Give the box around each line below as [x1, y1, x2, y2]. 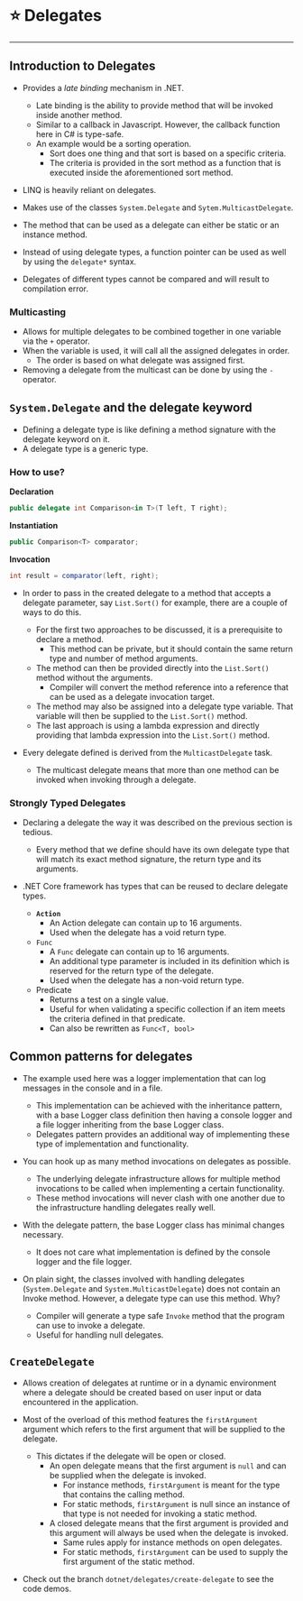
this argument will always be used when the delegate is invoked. [49, 1527, 289, 1538]
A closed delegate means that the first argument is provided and [49, 1517, 289, 1528]
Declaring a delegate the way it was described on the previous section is [22, 817, 293, 828]
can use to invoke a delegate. [35, 1320, 146, 1330]
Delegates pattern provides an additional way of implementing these [35, 1128, 290, 1139]
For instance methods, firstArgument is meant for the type [62, 1479, 280, 1490]
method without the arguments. [35, 672, 153, 683]
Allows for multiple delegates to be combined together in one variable [22, 327, 282, 337]
